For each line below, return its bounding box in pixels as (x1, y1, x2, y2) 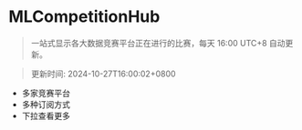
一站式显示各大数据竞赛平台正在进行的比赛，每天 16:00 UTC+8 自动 (30, 37, 286, 48)
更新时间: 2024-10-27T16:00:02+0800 (30, 68, 176, 79)
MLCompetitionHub (8, 6, 161, 27)
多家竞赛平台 (21, 87, 70, 98)
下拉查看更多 (21, 110, 70, 121)
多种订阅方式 (21, 98, 70, 110)
